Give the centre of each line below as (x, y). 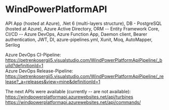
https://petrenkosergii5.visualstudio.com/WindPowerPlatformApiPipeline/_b (84, 60)
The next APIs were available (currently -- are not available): (68, 91)
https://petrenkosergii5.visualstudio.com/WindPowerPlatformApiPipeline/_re (85, 76)
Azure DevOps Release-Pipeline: (39, 71)
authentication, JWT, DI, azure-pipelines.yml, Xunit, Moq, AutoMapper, (79, 40)
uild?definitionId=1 (24, 65)
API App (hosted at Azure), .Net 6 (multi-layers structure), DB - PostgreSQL (83, 23)
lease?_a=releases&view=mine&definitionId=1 (53, 82)
